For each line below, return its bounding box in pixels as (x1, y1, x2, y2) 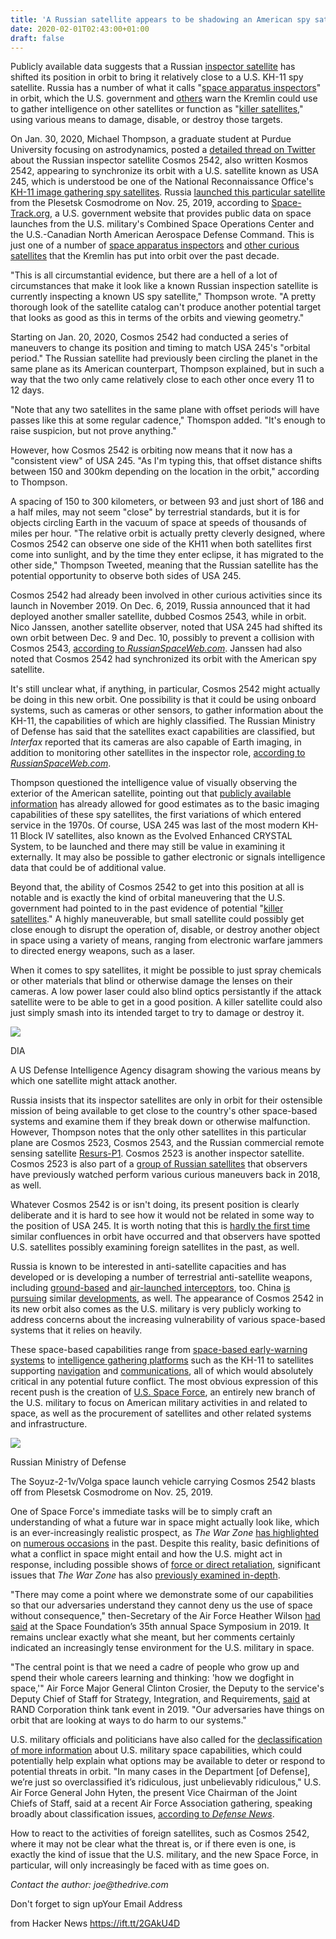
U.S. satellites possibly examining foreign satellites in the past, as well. (10, 1241, 300, 1253)
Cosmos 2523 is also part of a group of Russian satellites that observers (10, 1158, 308, 1170)
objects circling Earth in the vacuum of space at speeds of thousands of (10, 517, 308, 529)
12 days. (10, 384, 45, 396)
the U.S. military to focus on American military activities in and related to (10, 1397, 308, 1409)
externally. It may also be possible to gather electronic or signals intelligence (10, 851, 326, 863)
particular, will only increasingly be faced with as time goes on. (10, 1859, 270, 1871)
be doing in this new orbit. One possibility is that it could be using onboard (10, 694, 317, 706)
